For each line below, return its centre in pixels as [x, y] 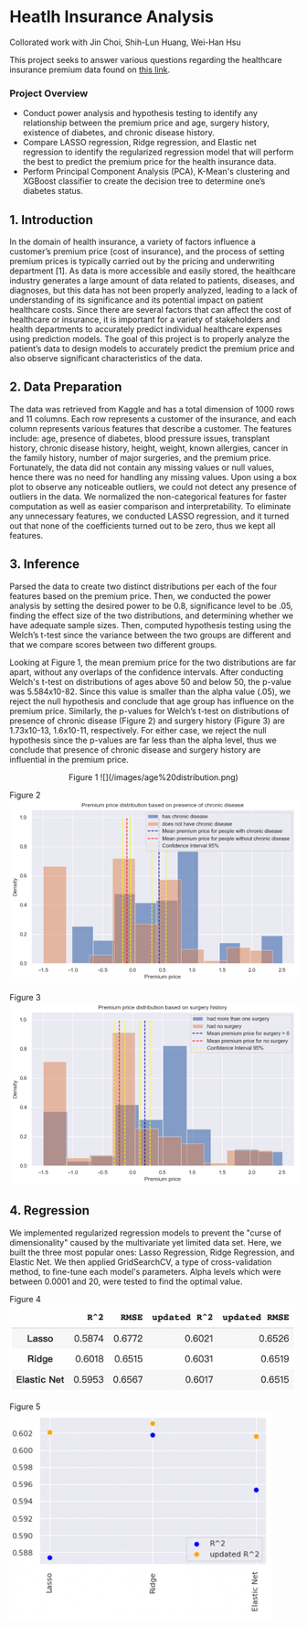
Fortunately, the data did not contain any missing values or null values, [142, 467]
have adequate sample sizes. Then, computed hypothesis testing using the [150, 625]
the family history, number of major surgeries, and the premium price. [140, 457]
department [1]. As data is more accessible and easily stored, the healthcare [153, 271]
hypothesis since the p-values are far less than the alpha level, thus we [143, 740]
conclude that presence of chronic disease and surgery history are [135, 749]
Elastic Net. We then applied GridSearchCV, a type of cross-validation [141, 1262]
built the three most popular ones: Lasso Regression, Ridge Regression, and [152, 1252]
